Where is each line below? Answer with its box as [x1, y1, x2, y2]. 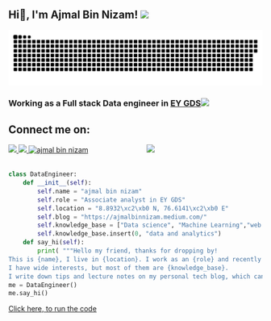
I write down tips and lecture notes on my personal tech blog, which [8, 272, 251, 281]
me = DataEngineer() [8, 281, 78, 289]
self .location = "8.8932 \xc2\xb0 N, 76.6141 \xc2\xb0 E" [37, 204, 229, 212]
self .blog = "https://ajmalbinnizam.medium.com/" [37, 213, 207, 221]
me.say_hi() [8, 290, 48, 298]
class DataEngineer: [8, 170, 78, 178]
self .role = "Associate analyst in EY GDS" [37, 195, 186, 204]
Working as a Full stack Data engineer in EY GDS [8, 98, 202, 109]
